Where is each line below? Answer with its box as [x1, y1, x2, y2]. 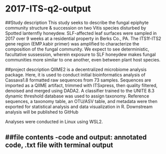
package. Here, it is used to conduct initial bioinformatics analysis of [5, 71, 146, 77]
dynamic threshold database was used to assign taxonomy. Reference [5, 93, 150, 99]
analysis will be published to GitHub [5, 108, 79, 115]
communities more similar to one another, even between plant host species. [5, 56, 161, 62]
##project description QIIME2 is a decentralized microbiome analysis [5, 66, 147, 72]
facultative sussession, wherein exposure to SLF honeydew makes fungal [5, 51, 156, 57]
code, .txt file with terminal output [5, 141, 114, 149]
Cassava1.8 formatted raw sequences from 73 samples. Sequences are [5, 77, 152, 83]
